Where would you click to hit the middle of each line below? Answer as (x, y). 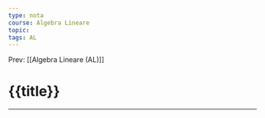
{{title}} (34, 92)
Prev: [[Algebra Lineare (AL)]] (56, 60)
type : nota (26, 15)
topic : (19, 30)
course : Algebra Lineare (49, 23)
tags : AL (22, 37)
